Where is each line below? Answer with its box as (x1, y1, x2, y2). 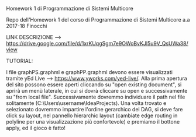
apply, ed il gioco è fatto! (6, 125, 66, 131)
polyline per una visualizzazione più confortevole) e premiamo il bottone (6, 118, 180, 125)
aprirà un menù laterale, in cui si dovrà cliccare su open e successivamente (6, 87, 188, 94)
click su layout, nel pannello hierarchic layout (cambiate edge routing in (6, 112, 178, 119)
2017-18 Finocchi (6, 23, 47, 29)
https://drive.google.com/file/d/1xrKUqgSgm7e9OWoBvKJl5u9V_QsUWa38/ (6, 40, 188, 47)
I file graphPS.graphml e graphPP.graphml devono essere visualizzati (6, 69, 173, 75)
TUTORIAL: (6, 58, 33, 64)
